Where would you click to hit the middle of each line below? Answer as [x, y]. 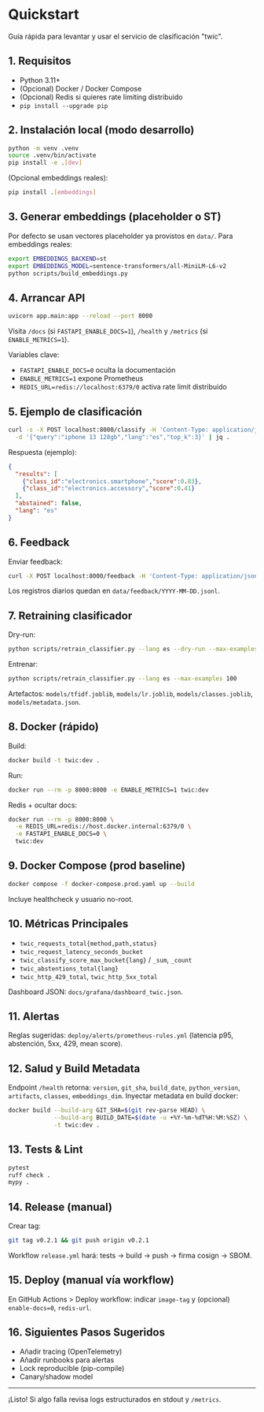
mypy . [19, 1183]
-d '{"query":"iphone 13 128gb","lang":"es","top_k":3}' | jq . [123, 437]
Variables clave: [34, 355]
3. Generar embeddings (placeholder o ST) [115, 217]
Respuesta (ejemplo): [42, 452]
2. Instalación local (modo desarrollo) [101, 130]
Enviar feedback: [35, 561]
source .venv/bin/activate [52, 155]
